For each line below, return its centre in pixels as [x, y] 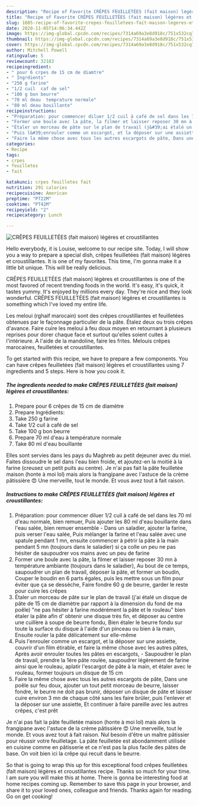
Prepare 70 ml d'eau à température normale [68, 438]
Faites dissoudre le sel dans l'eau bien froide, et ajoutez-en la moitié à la [94, 462]
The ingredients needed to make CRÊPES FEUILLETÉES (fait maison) [92, 385]
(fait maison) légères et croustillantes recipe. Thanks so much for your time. [99, 772]
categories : [21, 144]
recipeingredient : [29, 67]
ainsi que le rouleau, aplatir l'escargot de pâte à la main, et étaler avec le [103, 667]
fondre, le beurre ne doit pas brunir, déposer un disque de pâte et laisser [103, 692]
